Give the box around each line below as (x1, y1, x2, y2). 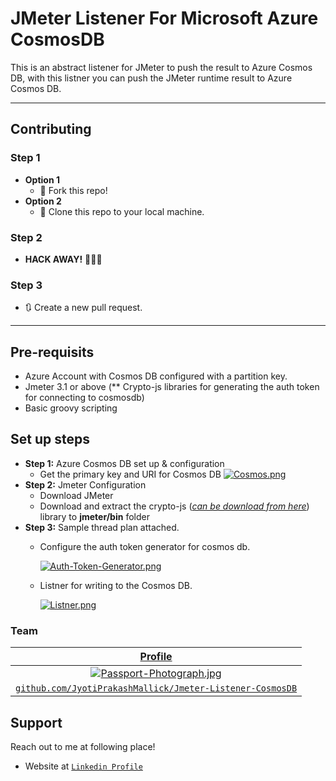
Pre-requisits (10, 343, 95, 361)
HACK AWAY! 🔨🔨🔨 (24, 253, 103, 265)
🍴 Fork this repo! (39, 184, 108, 196)
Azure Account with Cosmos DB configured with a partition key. (24, 370, 288, 382)
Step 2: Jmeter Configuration (24, 478, 147, 491)
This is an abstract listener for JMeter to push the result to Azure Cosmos (10, 61, 313, 73)
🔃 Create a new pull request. (24, 302, 143, 314)
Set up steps (10, 431, 90, 448)
